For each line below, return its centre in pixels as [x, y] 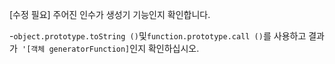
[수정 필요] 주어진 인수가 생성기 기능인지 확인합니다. [110, 14]
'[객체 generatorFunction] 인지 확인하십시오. [111, 48]
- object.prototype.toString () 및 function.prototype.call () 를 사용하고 [158, 36]
